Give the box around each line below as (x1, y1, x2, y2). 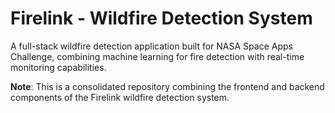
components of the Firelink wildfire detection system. (10, 91, 230, 103)
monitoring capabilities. (10, 61, 107, 73)
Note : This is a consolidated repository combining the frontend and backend (10, 80, 325, 92)
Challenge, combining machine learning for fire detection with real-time (10, 50, 305, 62)
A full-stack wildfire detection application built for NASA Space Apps (10, 40, 293, 52)
